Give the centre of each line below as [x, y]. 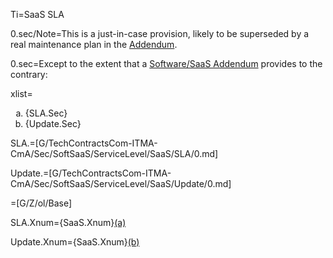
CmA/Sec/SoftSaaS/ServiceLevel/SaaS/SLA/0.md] [114, 153]
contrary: [29, 74]
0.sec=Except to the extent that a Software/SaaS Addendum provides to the [166, 63]
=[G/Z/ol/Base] [41, 203]
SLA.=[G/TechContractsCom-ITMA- [84, 143]
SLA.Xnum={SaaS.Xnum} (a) [68, 222]
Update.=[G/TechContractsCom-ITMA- [91, 173]
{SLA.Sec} [46, 113]
